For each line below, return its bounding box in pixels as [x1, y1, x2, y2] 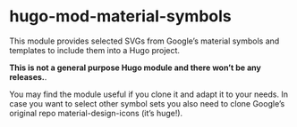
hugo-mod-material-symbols [9, 6, 233, 27]
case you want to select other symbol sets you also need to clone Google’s [9, 98, 285, 108]
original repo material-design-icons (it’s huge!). [9, 107, 183, 118]
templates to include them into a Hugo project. [9, 44, 181, 55]
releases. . [9, 71, 47, 82]
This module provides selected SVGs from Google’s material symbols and [9, 36, 280, 46]
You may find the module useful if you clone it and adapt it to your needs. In [9, 89, 289, 99]
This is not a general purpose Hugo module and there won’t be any [9, 62, 261, 73]
